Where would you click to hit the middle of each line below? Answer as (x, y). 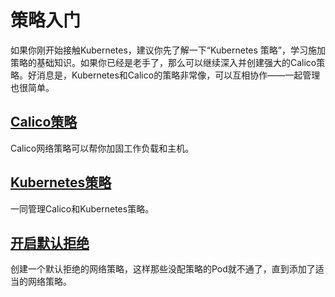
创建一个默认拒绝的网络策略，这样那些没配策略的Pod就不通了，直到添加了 (163, 269)
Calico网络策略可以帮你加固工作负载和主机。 (102, 148)
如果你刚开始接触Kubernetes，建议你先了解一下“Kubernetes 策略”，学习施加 (168, 50)
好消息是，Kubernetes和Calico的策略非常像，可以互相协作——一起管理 (174, 75)
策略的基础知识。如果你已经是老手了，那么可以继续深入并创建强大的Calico (163, 62)
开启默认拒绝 (50, 242)
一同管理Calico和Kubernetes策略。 (82, 208)
